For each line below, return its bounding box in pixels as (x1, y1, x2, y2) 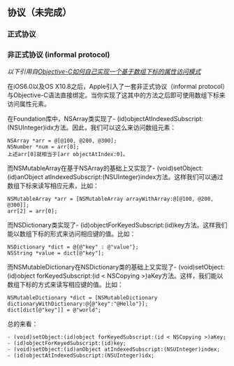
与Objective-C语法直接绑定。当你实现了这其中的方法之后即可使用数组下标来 (7, 90, 226, 99)
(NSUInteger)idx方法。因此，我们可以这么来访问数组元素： (7, 123, 177, 132)
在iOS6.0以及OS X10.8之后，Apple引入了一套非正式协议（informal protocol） (7, 82, 226, 90)
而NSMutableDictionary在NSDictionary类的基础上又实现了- (7, 262, 177, 271)
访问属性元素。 (7, 99, 50, 108)
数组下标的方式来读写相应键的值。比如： (7, 280, 124, 288)
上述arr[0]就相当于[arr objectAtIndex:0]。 (7, 150, 129, 157)
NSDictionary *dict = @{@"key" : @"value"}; (7, 244, 139, 251)
